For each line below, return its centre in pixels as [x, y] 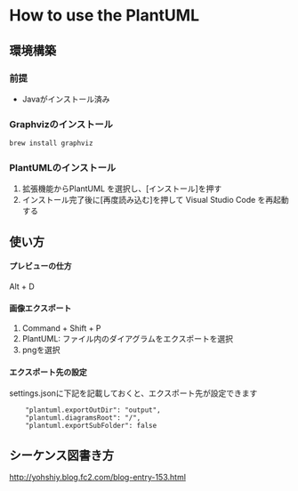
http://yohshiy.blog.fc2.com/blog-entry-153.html [98, 478]
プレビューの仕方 [40, 266]
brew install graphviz [51, 143]
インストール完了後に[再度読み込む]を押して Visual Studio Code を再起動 [155, 200]
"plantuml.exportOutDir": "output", [93, 410]
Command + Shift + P [61, 328]
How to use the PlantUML [105, 16]
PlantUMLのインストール [63, 167]
